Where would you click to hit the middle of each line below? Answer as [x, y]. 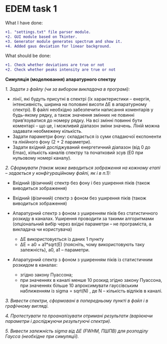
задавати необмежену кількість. [47, 131]
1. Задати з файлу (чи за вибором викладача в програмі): [67, 89]
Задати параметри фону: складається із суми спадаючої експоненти [87, 136]
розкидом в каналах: [35, 265]
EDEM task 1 [31, 9]
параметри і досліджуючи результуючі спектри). [58, 321]
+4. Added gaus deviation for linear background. [58, 46]
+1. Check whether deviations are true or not [55, 65]
